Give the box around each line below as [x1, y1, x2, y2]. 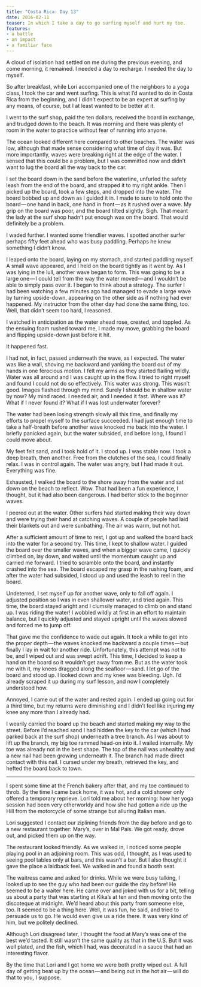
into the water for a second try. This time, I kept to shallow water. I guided [6, 540, 187, 547]
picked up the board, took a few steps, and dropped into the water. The [6, 188, 182, 195]
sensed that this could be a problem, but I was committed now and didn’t [6, 157, 186, 164]
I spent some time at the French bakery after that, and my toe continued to [6, 782, 190, 789]
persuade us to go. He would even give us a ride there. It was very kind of [6, 912, 188, 919]
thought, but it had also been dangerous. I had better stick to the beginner [6, 491, 188, 498]
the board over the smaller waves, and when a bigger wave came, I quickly [6, 546, 191, 553]
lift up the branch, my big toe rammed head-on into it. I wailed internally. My [6, 739, 193, 747]
